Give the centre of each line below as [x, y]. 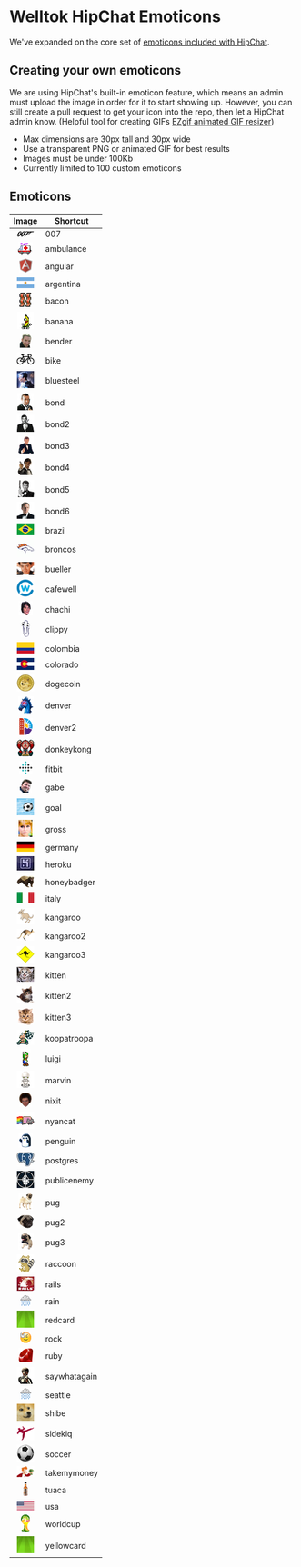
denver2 [61, 727]
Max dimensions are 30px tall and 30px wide [106, 139]
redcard [60, 1321]
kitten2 [58, 996]
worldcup [63, 1523]
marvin [58, 1081]
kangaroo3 [65, 955]
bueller [58, 569]
